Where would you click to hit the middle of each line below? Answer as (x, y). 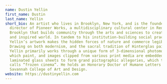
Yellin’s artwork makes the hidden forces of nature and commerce (80, 42)
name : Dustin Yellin (27, 10)
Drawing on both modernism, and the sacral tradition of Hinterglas (82, 46)
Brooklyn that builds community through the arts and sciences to (80, 33)
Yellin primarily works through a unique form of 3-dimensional (78, 51)
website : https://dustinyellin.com (42, 74)
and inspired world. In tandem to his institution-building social (81, 38)
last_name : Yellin (24, 19)
